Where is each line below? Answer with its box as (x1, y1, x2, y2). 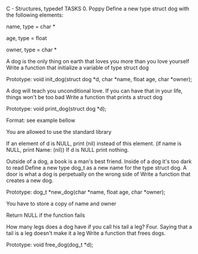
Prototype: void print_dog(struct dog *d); (6, 105, 107, 112)
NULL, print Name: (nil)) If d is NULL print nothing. (6, 146, 129, 153)
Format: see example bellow (6, 117, 76, 124)
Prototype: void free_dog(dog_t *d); (6, 241, 94, 248)
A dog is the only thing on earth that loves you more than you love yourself (6, 58, 190, 65)
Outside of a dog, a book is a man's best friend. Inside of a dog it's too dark (6, 158, 192, 165)
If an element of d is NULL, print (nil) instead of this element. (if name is (6, 140, 182, 147)
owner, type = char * (6, 46, 57, 53)
